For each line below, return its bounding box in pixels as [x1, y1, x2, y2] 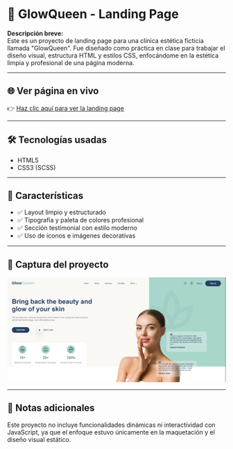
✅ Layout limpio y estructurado [17, 208, 106, 217]
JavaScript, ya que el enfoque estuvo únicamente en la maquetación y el [7, 428, 215, 436]
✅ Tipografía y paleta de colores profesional [17, 216, 144, 224]
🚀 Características [7, 190, 84, 202]
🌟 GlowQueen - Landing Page [7, 6, 179, 22]
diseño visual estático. [7, 435, 71, 443]
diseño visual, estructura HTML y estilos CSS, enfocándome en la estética [7, 51, 219, 60]
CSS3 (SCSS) [17, 163, 56, 172]
